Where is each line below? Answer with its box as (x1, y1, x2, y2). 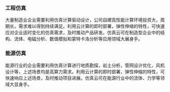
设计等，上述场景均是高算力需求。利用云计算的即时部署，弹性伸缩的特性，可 (5, 68, 165, 74)
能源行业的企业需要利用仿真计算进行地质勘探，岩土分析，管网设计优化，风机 (5, 62, 165, 68)
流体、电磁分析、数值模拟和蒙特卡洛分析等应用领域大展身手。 (14, 36, 143, 42)
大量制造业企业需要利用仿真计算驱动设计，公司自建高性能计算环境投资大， (5, 17, 160, 23)
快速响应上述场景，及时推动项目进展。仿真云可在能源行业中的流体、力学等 (5, 75, 160, 81)
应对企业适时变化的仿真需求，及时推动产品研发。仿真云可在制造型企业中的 (5, 29, 160, 36)
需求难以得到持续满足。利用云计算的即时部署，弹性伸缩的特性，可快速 (18, 23, 165, 29)
